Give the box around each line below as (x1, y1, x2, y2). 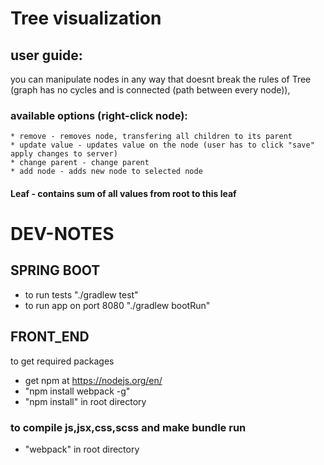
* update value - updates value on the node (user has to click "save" (10, 140, 315, 151)
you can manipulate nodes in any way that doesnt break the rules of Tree (10, 73, 312, 85)
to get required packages (10, 355, 115, 367)
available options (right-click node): (10, 108, 188, 122)
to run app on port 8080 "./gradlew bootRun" (24, 299, 211, 311)
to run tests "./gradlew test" (24, 288, 139, 301)
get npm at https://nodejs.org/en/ (24, 374, 163, 386)
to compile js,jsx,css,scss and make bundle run (10, 420, 247, 434)
